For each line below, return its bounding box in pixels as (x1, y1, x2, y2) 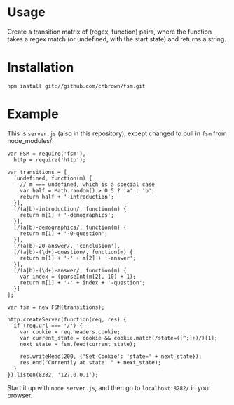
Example (7, 106, 59, 122)
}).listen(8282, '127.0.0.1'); (7, 371, 99, 378)
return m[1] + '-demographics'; (20, 211, 114, 218)
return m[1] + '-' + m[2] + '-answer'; (20, 254, 137, 262)
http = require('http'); (13, 156, 86, 164)
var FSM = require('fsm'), (7, 150, 86, 157)
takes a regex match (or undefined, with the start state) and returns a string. (7, 34, 226, 43)
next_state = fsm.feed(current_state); (20, 340, 137, 347)
